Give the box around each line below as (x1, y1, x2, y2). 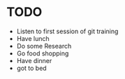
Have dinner (16, 56, 52, 64)
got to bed (16, 64, 47, 72)
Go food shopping (16, 49, 69, 58)
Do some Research (16, 42, 72, 50)
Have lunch (16, 34, 50, 42)
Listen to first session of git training (16, 27, 119, 35)
